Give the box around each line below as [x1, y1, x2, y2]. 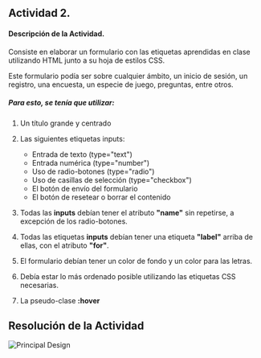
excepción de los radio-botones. [19, 216, 128, 226]
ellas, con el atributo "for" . [19, 241, 109, 250]
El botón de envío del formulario [31, 183, 138, 193]
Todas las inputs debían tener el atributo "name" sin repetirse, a [19, 208, 234, 217]
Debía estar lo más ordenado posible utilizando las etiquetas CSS [19, 271, 236, 281]
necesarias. [19, 280, 59, 290]
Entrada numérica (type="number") [31, 158, 150, 167]
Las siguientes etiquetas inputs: [19, 134, 125, 143]
